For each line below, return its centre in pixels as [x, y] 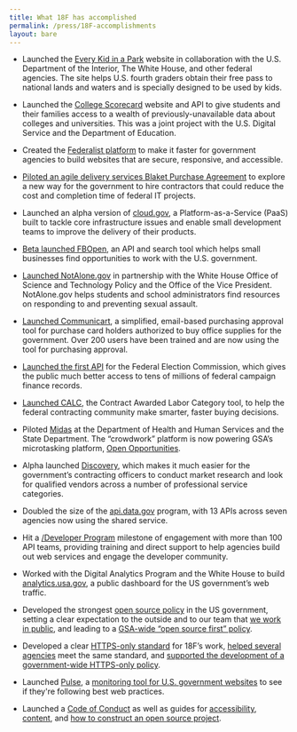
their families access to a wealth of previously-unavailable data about [148, 114]
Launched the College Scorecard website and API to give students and [151, 105]
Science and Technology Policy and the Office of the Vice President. [147, 285]
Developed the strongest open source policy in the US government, [145, 610]
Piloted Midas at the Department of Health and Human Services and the [153, 430]
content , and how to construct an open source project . [121, 718]
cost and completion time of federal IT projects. [109, 195]
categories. [43, 494]
